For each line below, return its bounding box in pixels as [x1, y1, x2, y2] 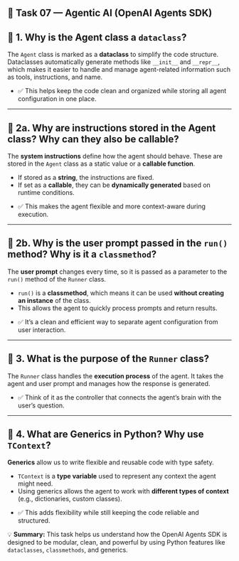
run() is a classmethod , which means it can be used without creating [17, 289, 224, 297]
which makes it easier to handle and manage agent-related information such [7, 65, 231, 74]
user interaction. [17, 325, 66, 334]
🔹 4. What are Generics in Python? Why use [7, 428, 204, 441]
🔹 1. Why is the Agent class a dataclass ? [7, 31, 187, 43]
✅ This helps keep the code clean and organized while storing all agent [17, 87, 227, 95]
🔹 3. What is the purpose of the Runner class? [7, 353, 210, 365]
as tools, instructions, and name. [7, 73, 103, 82]
